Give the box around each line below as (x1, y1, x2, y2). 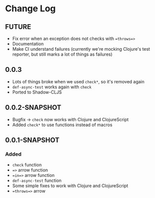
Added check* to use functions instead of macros (12, 122, 113, 128)
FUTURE (5, 23, 31, 31)
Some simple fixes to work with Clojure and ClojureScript (12, 183, 128, 189)
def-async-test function (12, 178, 62, 184)
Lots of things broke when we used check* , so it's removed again (12, 78, 145, 84)
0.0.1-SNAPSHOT (5, 136, 60, 144)
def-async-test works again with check (12, 84, 92, 90)
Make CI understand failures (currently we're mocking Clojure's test (12, 46, 151, 52)
